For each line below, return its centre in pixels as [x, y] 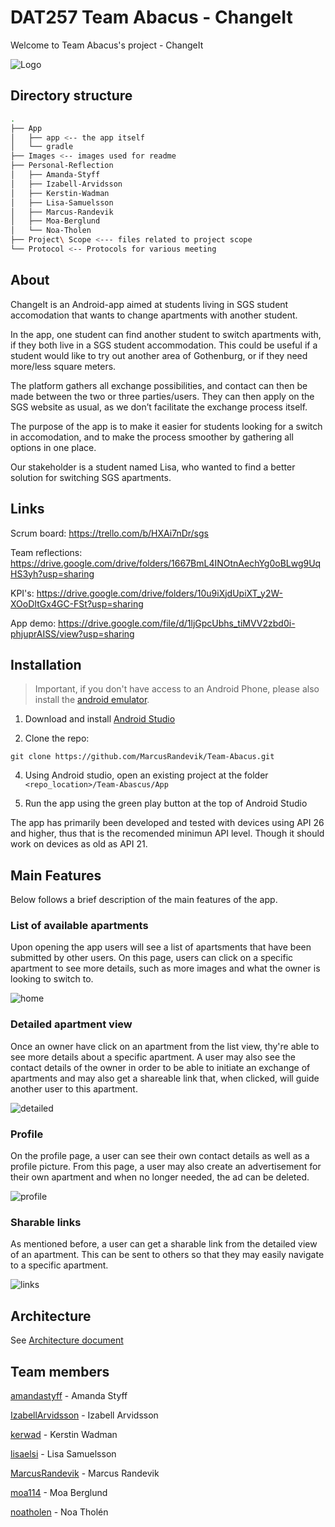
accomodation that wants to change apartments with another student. [154, 315]
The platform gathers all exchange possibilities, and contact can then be [159, 385]
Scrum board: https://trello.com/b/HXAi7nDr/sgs [109, 533]
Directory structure [71, 96]
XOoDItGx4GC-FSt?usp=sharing [77, 603]
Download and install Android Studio [100, 719]
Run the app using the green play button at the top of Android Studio [166, 803]
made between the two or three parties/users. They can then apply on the [162, 396]
